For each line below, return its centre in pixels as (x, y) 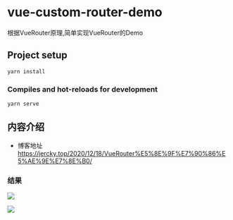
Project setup (38, 55)
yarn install (26, 71)
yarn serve (23, 104)
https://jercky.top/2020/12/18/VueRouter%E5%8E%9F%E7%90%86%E (121, 153)
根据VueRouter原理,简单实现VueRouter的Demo (75, 32)
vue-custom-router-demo (85, 12)
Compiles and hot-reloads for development (83, 89)
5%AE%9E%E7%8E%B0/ (55, 161)
